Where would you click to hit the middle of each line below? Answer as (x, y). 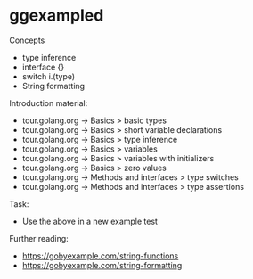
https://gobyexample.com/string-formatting (102, 265)
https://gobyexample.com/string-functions (100, 256)
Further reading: (39, 238)
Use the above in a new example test (90, 221)
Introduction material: (49, 103)
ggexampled (57, 16)
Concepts (27, 40)
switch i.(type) (49, 76)
